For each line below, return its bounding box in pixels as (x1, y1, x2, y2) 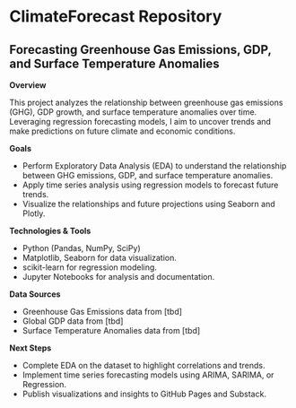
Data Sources (9, 289, 61, 299)
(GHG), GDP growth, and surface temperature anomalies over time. (9, 107, 257, 117)
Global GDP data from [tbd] (22, 316, 124, 326)
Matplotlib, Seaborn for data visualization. (22, 253, 178, 263)
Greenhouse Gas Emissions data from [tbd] (22, 307, 182, 317)
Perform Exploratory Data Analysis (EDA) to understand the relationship (22, 161, 287, 171)
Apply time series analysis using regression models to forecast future (22, 179, 279, 190)
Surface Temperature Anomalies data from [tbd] (22, 326, 201, 335)
